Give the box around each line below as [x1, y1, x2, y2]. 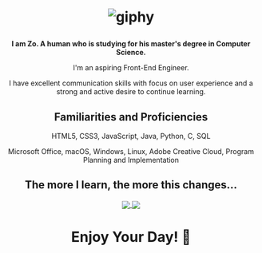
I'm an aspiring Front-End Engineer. [72, 63, 190, 73]
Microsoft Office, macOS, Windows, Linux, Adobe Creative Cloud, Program [7, 147, 255, 156]
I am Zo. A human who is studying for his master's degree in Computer [11, 39, 251, 49]
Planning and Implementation [83, 156, 179, 164]
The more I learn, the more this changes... [24, 178, 238, 192]
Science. [116, 48, 146, 57]
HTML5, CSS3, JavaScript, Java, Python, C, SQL [51, 132, 211, 140]
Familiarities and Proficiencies [54, 110, 208, 124]
